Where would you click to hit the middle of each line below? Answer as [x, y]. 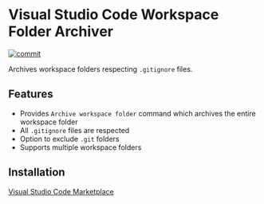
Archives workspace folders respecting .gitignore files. [100, 69]
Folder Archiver [61, 31]
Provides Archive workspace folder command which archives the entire [138, 113]
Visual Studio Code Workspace [114, 15]
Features [31, 94]
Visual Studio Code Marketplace [61, 191]
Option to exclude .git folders [69, 139]
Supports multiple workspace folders [81, 147]
